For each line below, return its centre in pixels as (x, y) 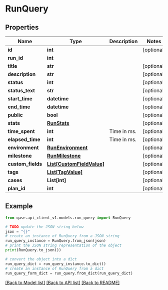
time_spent (21, 131)
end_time (19, 107)
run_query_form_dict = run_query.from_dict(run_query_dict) (69, 273)
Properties (22, 27)
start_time (20, 99)
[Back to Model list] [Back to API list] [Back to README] (62, 283)
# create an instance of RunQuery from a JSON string (62, 236)
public (15, 115)
